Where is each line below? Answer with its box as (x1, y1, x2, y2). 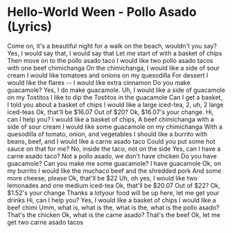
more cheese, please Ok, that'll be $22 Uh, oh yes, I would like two (7, 174, 198, 182)
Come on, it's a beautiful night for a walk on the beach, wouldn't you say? (7, 41, 217, 50)
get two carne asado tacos (7, 218, 84, 226)
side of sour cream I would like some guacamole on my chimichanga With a (7, 122, 223, 131)
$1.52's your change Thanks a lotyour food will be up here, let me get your (7, 188, 220, 197)
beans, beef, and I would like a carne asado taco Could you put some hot (7, 137, 216, 145)
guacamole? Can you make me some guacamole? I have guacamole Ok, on (7, 159, 222, 167)
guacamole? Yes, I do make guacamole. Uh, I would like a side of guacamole (7, 86, 226, 94)
